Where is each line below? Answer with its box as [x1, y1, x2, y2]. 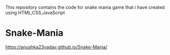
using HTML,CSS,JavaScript [5, 10, 65, 16]
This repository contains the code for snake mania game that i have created [5, 5, 165, 10]
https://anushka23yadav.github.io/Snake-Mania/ [5, 44, 108, 50]
